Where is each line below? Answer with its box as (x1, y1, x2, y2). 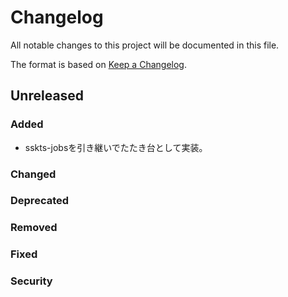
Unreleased (10, 87, 85, 105)
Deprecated (10, 194, 70, 208)
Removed (10, 221, 58, 235)
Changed (10, 167, 57, 181)
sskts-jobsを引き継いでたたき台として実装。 (24, 141, 208, 153)
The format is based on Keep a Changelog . (10, 58, 187, 70)
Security (10, 274, 53, 288)
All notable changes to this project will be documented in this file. (10, 39, 280, 51)
